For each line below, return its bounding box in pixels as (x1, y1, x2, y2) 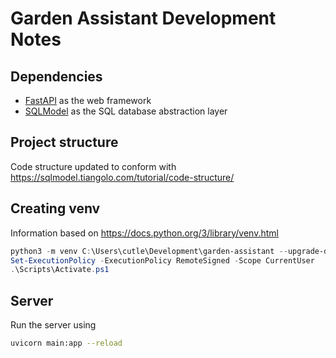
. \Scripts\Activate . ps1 (10, 265, 110, 275)
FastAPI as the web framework (24, 95, 152, 106)
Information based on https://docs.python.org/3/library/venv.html (10, 227, 279, 239)
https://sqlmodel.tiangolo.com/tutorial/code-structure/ (10, 171, 235, 183)
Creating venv (10, 200, 101, 217)
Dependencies (10, 68, 103, 85)
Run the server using (10, 319, 97, 331)
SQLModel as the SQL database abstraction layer (24, 105, 228, 117)
